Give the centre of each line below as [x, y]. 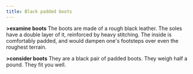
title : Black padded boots [39, 11]
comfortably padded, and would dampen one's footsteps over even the [92, 41]
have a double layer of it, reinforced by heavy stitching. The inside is [89, 34]
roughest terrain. [26, 47]
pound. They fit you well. [36, 65]
